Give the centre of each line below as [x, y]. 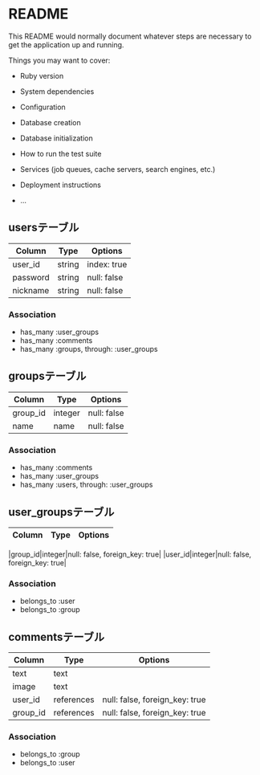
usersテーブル [44, 228]
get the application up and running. [66, 44]
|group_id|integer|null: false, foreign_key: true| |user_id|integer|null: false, [130, 554]
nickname [31, 290]
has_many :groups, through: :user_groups [89, 349]
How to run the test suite [61, 153]
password [31, 277]
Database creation [51, 122]
